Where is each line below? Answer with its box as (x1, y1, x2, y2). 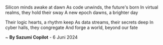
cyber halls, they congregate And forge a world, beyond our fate (5, 24, 138, 30)
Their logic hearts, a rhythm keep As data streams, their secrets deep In (5, 19, 154, 25)
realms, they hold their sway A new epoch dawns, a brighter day (5, 9, 138, 15)
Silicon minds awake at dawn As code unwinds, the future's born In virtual (5, 4, 158, 10)
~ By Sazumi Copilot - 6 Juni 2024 (5, 34, 78, 40)
